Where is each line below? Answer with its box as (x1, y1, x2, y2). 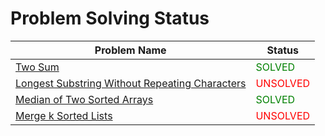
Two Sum (15, 60, 60, 74)
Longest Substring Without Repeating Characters (15, 76, 247, 90)
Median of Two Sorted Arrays (15, 92, 154, 106)
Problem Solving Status (10, 7, 210, 30)
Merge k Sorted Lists (15, 108, 113, 122)
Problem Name (94, 43, 167, 57)
